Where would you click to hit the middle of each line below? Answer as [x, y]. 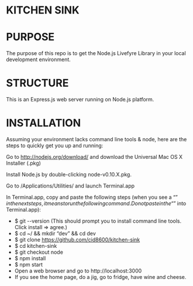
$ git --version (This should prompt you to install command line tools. [98, 221]
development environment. [39, 60]
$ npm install [30, 258]
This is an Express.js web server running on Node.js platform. [80, 100]
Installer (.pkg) [23, 163]
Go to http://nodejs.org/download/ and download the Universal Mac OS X [94, 157]
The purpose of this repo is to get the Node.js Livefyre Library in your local [96, 53]
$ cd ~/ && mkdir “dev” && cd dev [55, 233]
